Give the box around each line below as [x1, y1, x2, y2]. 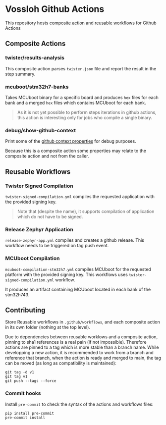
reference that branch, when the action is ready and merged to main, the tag [5, 355, 161, 361]
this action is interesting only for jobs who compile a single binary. [17, 114, 153, 120]
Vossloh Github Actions [5, 3, 105, 15]
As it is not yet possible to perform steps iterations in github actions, [17, 109, 157, 115]
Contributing [5, 306, 46, 314]
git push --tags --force [5, 378, 56, 383]
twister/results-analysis [5, 54, 65, 61]
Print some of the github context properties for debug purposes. [5, 138, 136, 144]
